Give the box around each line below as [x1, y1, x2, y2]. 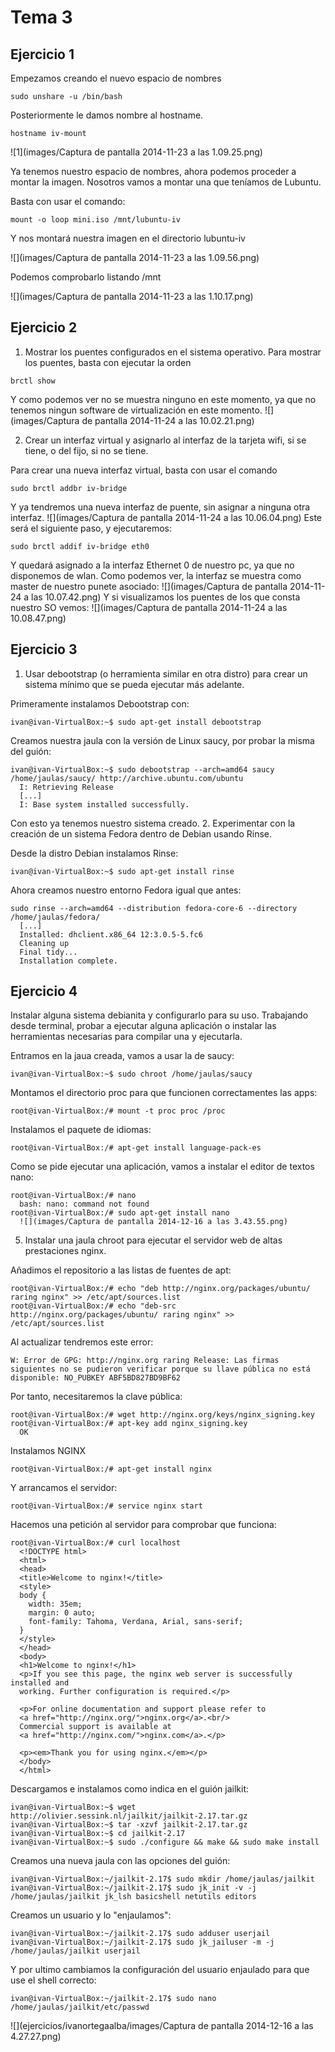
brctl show [10, 376, 56, 386]
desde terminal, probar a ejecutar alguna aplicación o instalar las [10, 1020, 277, 1032]
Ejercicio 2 [10, 319, 78, 336]
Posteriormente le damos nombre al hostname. [10, 109, 204, 121]
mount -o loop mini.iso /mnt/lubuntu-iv [10, 215, 182, 225]
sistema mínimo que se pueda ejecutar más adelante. [24, 678, 245, 690]
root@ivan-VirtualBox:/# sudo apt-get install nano [10, 1208, 230, 1218]
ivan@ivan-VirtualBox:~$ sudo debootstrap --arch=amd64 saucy [10, 764, 275, 775]
